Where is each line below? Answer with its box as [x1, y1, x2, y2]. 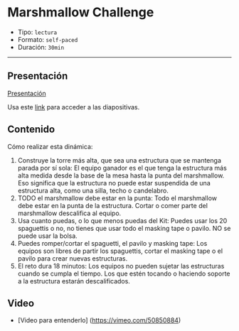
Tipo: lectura [17, 28, 58, 36]
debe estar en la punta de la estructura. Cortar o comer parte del [17, 201, 208, 210]
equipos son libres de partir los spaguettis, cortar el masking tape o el [17, 246, 223, 255]
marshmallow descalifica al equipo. [17, 209, 122, 217]
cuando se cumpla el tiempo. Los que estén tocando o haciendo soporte [17, 269, 230, 278]
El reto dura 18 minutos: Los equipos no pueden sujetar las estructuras [17, 261, 225, 270]
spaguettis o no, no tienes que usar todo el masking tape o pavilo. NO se [17, 224, 231, 232]
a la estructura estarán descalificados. [17, 276, 130, 285]
